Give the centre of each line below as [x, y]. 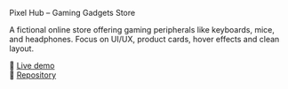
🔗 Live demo [32, 66]
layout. [21, 48]
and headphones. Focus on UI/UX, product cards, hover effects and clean [144, 39]
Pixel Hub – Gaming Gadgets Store [72, 13]
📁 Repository [33, 75]
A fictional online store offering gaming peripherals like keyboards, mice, [142, 30]
